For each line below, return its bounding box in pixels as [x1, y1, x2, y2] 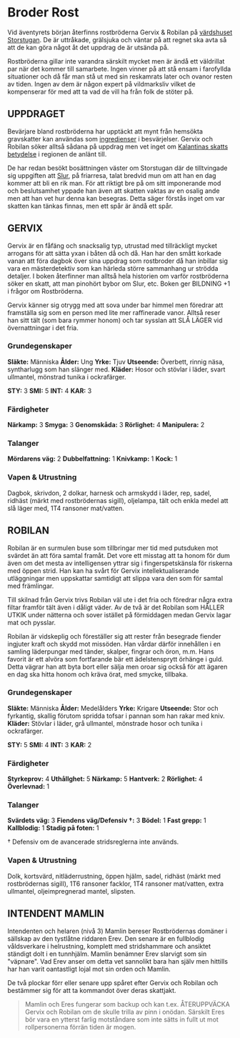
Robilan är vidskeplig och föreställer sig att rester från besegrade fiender [7, 632, 221, 640]
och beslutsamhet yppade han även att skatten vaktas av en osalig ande [7, 186, 220, 195]
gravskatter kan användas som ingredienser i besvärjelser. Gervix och [7, 134, 213, 143]
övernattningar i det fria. [7, 323, 79, 332]
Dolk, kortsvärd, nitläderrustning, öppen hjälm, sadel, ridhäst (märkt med [7, 872, 221, 880]
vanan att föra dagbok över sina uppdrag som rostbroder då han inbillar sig [7, 256, 229, 265]
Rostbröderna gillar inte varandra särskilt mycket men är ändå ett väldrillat [7, 56, 225, 65]
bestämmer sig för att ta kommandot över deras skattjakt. [7, 986, 176, 994]
